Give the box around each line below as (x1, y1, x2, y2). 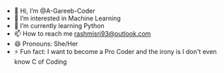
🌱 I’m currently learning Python (13, 22, 105, 29)
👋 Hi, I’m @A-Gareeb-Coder (13, 7, 95, 15)
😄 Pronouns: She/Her (13, 39, 78, 48)
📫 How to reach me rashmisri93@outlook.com (13, 29, 151, 38)
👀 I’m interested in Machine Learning (13, 14, 122, 22)
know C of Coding (13, 58, 67, 66)
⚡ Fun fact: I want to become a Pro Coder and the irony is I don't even (13, 48, 217, 55)
